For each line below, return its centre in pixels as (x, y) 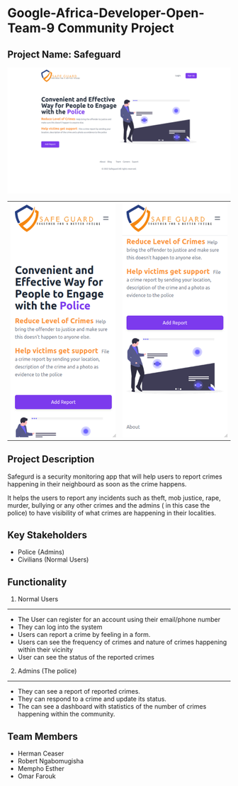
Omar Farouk (37, 776)
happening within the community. (66, 714)
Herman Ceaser (41, 753)
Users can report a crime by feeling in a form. (84, 635)
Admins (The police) (47, 671)
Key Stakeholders (47, 535)
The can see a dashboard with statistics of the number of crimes (112, 706)
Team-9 (31, 28)
